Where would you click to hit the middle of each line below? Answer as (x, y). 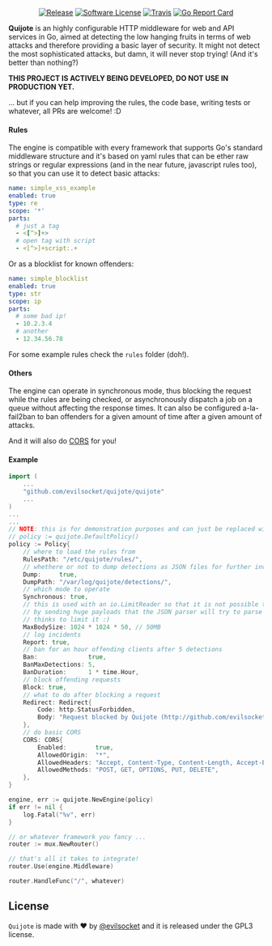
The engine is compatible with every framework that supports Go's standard (136, 148)
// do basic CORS (52, 732)
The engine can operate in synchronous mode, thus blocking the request (130, 391)
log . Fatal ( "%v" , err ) (59, 814)
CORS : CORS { (43, 740)
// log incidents (52, 634)
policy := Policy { (39, 545)
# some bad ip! (41, 316)
